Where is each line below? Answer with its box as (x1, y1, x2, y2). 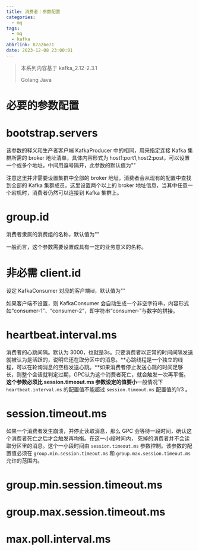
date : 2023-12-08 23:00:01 (6, 47, 73, 53)
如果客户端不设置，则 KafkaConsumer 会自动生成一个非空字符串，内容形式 (6, 299, 189, 306)
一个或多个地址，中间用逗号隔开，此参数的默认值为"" (6, 161, 137, 169)
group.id (6, 210, 49, 224)
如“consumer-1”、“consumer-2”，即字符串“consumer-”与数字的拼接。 (6, 307, 178, 314)
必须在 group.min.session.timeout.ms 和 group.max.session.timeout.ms (16, 449, 191, 457)
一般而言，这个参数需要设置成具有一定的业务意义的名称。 (6, 243, 147, 250)
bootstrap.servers (6, 126, 98, 140)
